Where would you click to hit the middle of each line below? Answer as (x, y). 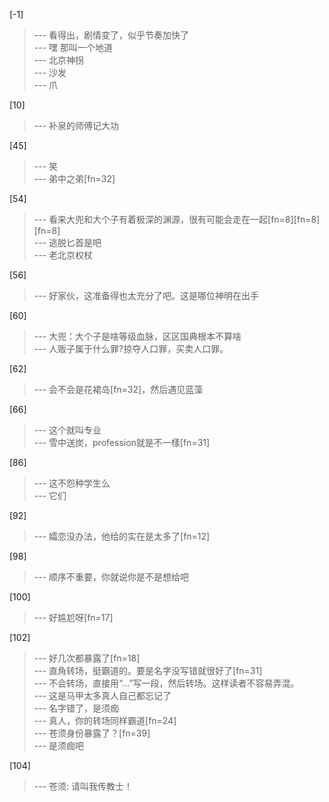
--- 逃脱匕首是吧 (67, 242)
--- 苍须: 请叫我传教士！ (83, 786)
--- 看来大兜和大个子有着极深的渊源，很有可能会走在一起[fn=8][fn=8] (177, 219)
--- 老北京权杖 (63, 255)
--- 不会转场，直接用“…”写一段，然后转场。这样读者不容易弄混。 (166, 683)
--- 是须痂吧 (59, 745)
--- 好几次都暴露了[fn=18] (87, 658)
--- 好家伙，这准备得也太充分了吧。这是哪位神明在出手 (146, 295)
